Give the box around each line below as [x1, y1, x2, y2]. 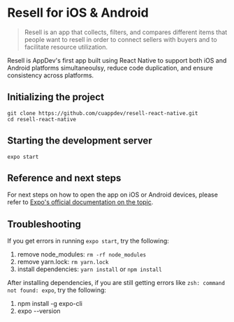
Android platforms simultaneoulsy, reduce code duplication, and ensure [7, 63, 213, 72]
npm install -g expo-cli [17, 300, 82, 308]
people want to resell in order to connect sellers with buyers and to [24, 35, 218, 43]
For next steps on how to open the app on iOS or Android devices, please [7, 190, 219, 199]
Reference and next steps [7, 172, 122, 184]
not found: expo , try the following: [7, 286, 107, 294]
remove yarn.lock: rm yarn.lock [17, 258, 109, 266]
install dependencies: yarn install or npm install [17, 265, 162, 273]
